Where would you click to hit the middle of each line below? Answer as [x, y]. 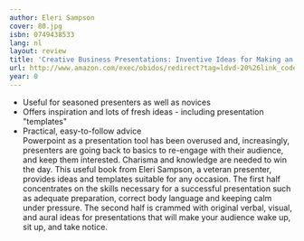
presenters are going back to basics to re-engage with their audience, [153, 150]
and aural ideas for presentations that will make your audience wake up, [157, 217]
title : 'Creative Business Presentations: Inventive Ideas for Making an [152, 60]
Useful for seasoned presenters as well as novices [116, 102]
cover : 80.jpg [36, 26]
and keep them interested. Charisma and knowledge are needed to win [155, 160]
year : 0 [24, 77]
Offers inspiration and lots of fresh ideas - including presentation [143, 111]
